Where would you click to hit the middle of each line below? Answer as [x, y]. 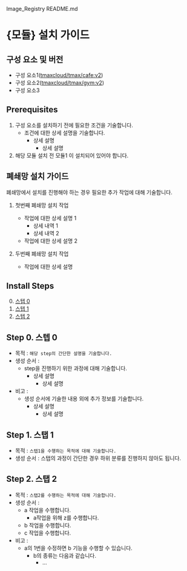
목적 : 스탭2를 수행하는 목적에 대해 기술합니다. [66, 495]
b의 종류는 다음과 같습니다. [65, 555]
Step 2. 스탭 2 [32, 479]
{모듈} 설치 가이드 [48, 35]
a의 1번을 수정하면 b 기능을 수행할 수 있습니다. [78, 548]
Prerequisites [32, 110]
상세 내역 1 [46, 225]
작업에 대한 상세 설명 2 [51, 241]
